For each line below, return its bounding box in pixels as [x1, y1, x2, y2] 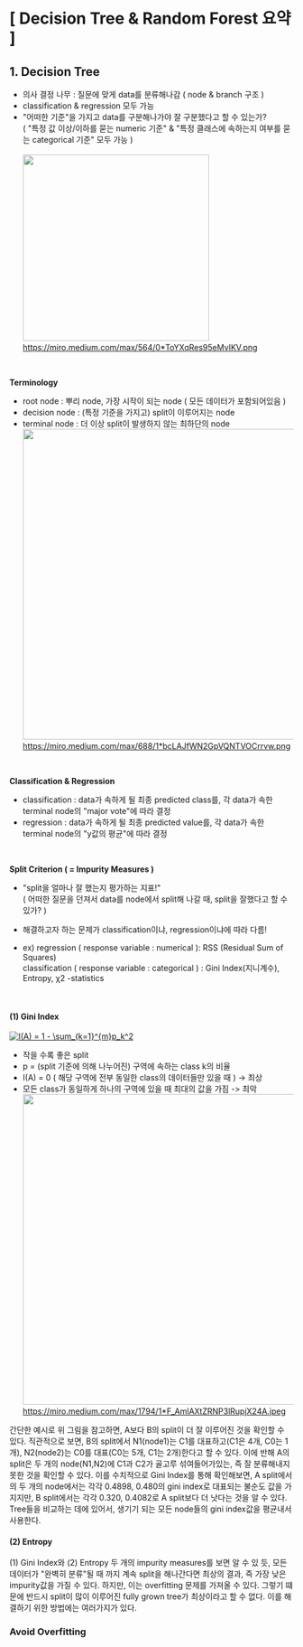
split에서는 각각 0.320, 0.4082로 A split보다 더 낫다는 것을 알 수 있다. [42, 1493, 288, 1503]
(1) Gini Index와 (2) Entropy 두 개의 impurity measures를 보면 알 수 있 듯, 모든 [9, 1558, 288, 1568]
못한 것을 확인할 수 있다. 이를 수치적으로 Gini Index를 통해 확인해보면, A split [9, 1470, 278, 1481]
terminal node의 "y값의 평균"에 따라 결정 [22, 828, 168, 838]
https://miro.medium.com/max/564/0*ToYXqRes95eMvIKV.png [22, 342, 258, 352]
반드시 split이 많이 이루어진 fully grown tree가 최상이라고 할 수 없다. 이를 [25, 1591, 282, 1602]
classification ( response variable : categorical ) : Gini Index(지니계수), [22, 963, 280, 973]
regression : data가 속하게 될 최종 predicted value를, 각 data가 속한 [22, 817, 264, 828]
